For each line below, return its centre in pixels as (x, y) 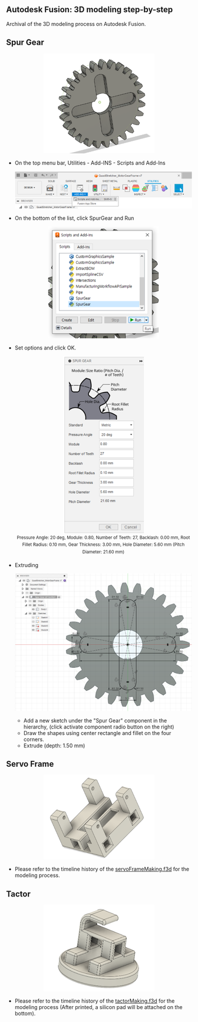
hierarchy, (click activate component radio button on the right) (99, 727)
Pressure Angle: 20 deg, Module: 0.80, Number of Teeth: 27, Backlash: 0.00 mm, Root (103, 538)
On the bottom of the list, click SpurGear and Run (74, 218)
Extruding (27, 565)
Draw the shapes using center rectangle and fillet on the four (97, 733)
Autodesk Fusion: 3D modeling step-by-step (90, 10)
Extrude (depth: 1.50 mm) (54, 746)
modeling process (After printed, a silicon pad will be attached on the (98, 1007)
